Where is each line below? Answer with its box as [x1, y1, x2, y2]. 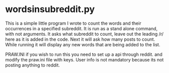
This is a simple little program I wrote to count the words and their [5, 20, 142, 26]
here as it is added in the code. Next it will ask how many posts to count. [5, 36, 155, 42]
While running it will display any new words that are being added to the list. [5, 41, 160, 47]
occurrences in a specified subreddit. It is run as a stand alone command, [5, 25, 158, 31]
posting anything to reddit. [5, 62, 60, 68]
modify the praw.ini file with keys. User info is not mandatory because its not [5, 56, 164, 62]
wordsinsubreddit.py [5, 4, 95, 15]
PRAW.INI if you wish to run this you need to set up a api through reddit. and [5, 51, 162, 57]
